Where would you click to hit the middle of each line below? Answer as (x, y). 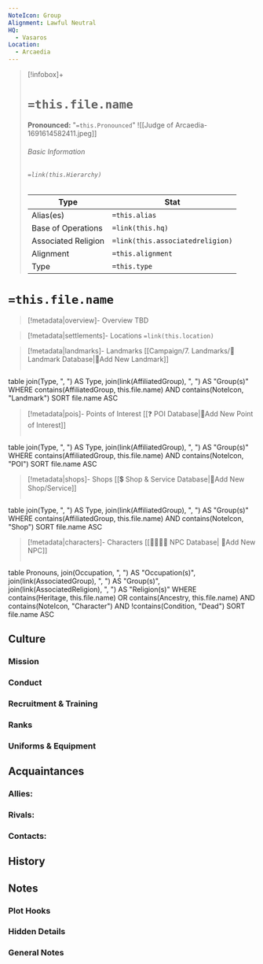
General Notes (36, 953)
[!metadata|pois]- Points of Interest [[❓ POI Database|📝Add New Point (140, 413)
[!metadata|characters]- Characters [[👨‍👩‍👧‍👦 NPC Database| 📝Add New (141, 542)
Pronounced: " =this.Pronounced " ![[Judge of (100, 125)
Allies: (20, 794)
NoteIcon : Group (35, 15)
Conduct (25, 682)
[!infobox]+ (46, 74)
